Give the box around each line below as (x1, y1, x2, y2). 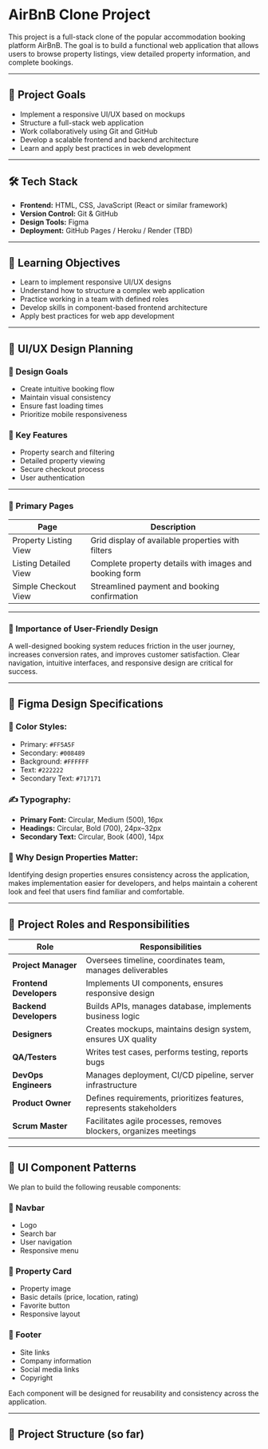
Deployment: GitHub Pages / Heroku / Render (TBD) (19, 225, 193, 235)
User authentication (19, 473, 85, 482)
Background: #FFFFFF (19, 756, 89, 766)
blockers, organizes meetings (85, 1125, 197, 1137)
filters (90, 545, 112, 556)
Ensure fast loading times (19, 401, 104, 411)
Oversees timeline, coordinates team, (85, 955, 226, 966)
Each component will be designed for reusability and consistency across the (8, 1388, 259, 1398)
